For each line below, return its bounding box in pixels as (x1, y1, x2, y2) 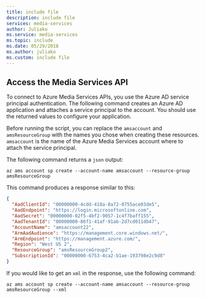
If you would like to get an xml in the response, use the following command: (6, 269, 196, 277)
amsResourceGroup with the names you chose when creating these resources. (6, 131, 199, 138)
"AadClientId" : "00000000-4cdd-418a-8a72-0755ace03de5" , (12, 201, 160, 208)
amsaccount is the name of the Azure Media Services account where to (6, 138, 184, 145)
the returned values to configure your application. (6, 113, 132, 120)
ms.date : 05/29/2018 (6, 43, 59, 50)
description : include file (6, 15, 75, 21)
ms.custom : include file (6, 54, 70, 61)
